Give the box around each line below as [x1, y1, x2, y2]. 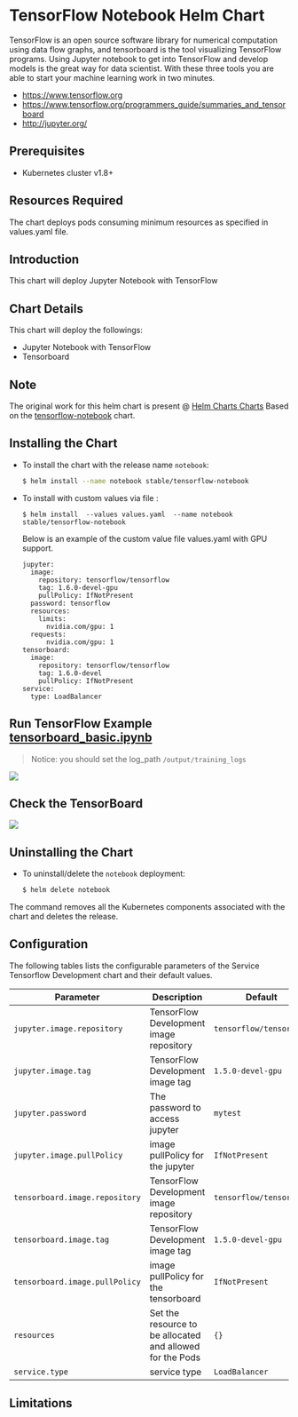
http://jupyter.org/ [21, 117, 88, 129]
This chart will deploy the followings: [9, 325, 144, 336]
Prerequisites [9, 144, 85, 159]
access [149, 1112, 180, 1125]
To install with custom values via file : [21, 492, 159, 503]
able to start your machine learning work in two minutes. [9, 72, 216, 83]
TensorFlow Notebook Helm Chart [9, 5, 265, 26]
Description [152, 991, 203, 1003]
